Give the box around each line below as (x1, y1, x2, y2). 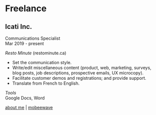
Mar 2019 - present (5, 41, 44, 46)
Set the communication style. (12, 60, 72, 65)
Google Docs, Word (5, 95, 45, 101)
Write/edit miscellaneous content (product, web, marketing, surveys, (12, 65, 152, 70)
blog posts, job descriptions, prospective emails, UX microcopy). (12, 70, 144, 76)
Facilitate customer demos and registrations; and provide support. (12, 75, 147, 81)
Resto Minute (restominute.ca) (5, 50, 66, 56)
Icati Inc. (5, 23, 32, 31)
